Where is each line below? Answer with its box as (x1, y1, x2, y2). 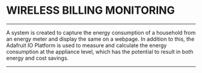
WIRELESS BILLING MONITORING (6, 4, 176, 17)
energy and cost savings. (6, 54, 69, 62)
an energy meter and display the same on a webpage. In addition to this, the (6, 35, 195, 42)
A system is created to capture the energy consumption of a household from (6, 29, 196, 36)
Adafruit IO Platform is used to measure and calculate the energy (6, 41, 167, 48)
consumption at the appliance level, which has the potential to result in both (6, 48, 194, 55)
